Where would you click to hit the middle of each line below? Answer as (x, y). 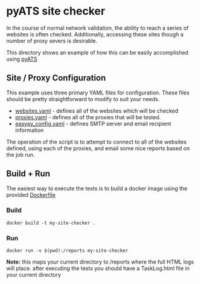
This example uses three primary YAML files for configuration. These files (98, 93)
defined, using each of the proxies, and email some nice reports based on (98, 148)
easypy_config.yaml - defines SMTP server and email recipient (93, 124)
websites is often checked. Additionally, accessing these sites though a (95, 34)
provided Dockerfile (31, 194)
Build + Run (28, 174)
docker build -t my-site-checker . (51, 223)
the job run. (21, 154)
